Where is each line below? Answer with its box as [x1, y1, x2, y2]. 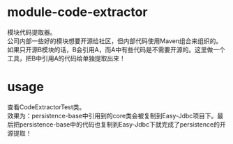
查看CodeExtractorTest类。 [7, 102, 86, 111]
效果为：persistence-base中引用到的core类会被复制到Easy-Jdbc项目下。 [7, 111, 218, 120]
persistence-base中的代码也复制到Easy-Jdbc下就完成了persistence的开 [19, 120, 226, 129]
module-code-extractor [7, 4, 148, 20]
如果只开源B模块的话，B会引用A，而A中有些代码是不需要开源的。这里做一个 [7, 45, 225, 54]
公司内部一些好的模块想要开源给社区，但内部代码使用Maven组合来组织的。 [7, 36, 223, 45]
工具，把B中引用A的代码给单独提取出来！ [7, 54, 126, 63]
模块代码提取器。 [7, 28, 57, 36]
